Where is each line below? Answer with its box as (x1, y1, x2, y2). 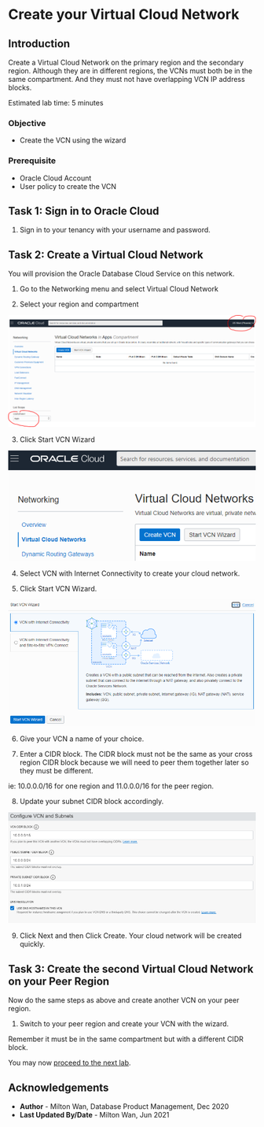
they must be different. (19, 766, 94, 776)
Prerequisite (8, 155, 57, 166)
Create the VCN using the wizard (19, 135, 126, 145)
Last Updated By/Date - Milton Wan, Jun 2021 (19, 1110, 170, 1119)
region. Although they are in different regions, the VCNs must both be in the (8, 66, 253, 76)
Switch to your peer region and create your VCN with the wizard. (19, 1019, 229, 1029)
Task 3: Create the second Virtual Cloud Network (8, 962, 254, 976)
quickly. (19, 940, 46, 949)
